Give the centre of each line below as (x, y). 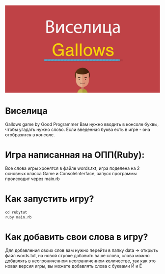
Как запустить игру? (50, 198)
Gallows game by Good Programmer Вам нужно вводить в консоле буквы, (82, 124)
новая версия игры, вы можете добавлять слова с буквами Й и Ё (74, 266)
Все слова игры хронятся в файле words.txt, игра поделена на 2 (72, 168)
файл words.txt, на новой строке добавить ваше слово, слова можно (77, 256)
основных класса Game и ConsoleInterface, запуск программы (71, 174)
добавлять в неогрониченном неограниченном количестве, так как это (81, 261)
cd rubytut (16, 213)
